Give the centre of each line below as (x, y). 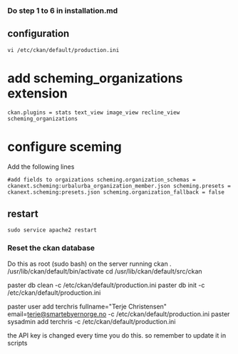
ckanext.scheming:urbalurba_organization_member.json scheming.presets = (119, 186)
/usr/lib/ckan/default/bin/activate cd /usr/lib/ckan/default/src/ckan (105, 271)
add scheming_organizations (95, 78)
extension (37, 93)
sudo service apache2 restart (52, 230)
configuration (38, 34)
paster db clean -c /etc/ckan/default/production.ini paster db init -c (106, 285)
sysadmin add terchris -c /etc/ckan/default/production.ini (92, 321)
